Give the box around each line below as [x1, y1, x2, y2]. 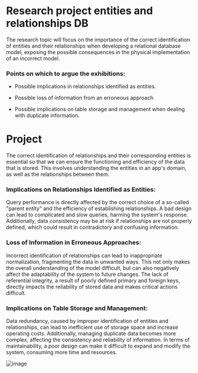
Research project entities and [6, 4, 153, 18]
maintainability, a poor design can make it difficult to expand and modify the [6, 342, 190, 349]
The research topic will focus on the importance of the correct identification [6, 36, 190, 43]
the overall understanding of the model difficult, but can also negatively [6, 264, 180, 271]
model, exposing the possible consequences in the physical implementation [6, 48, 190, 55]
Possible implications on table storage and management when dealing [14, 106, 185, 113]
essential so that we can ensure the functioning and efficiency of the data [6, 158, 185, 165]
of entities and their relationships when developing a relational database [6, 42, 181, 49]
